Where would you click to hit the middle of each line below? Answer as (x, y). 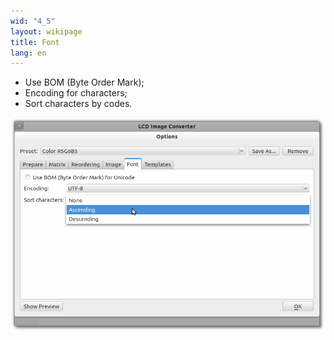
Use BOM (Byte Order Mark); (84, 82)
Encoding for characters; (76, 93)
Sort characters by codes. (78, 104)
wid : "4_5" (33, 21)
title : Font (35, 42)
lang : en (28, 53)
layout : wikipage (46, 31)
